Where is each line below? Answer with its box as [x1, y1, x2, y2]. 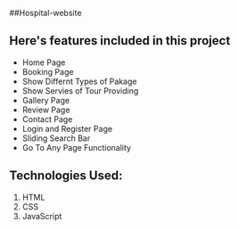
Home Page [21, 57, 66, 68]
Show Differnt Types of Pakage [21, 76, 137, 86]
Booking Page [21, 66, 74, 77]
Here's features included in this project [9, 33, 231, 48]
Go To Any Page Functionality [21, 142, 132, 152]
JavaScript [21, 210, 62, 221]
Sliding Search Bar [21, 133, 91, 144]
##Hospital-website [9, 8, 82, 18]
